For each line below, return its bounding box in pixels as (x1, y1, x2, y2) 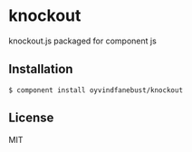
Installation (8, 62, 73, 77)
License (8, 110, 54, 126)
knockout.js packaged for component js (8, 35, 158, 46)
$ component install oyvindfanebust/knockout (8, 85, 183, 95)
